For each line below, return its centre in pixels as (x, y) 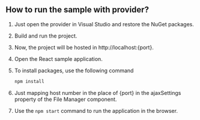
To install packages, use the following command (74, 70)
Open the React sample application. (58, 59)
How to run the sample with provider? (77, 10)
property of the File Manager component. (65, 99)
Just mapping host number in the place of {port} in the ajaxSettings (98, 93)
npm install (29, 81)
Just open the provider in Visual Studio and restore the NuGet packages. (104, 24)
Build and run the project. (46, 36)
